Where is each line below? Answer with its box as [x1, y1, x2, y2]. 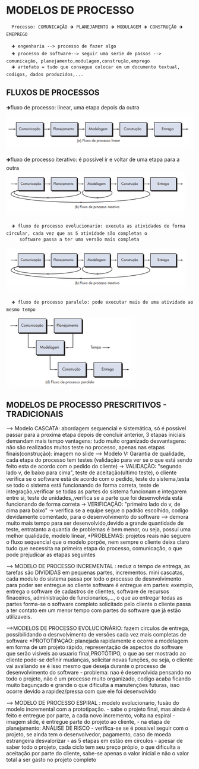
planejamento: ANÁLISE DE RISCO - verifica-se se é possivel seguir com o [6, 724, 189, 732]
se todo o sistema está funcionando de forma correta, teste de [6, 482, 159, 488]
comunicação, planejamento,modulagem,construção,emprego [6, 58, 150, 64]
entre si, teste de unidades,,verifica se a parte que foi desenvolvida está [6, 494, 183, 501]
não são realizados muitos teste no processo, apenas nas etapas [6, 444, 165, 450]
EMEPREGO [6, 31, 28, 37]
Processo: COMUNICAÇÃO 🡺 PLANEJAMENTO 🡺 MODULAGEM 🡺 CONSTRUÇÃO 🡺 [11, 24, 183, 30]
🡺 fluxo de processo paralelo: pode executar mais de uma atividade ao [11, 300, 194, 305]
